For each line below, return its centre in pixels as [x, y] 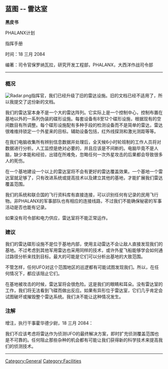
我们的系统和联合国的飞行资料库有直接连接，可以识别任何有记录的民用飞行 [82, 195]
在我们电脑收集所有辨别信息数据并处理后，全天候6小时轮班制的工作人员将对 [83, 142]
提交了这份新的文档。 [36, 102]
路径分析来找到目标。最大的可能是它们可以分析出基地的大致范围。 [77, 257]
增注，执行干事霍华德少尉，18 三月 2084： [49, 323]
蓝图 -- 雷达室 [26, 9]
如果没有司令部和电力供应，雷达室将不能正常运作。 [58, 218]
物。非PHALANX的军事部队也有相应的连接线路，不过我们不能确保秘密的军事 [83, 201]
